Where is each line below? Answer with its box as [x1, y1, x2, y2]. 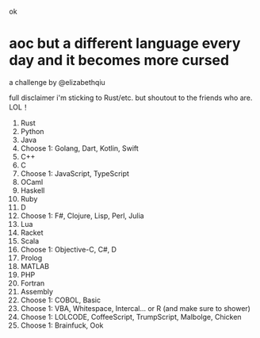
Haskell [20, 186, 45, 195]
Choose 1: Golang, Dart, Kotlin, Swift [20, 143, 140, 153]
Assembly [20, 286, 54, 296]
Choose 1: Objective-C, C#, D [20, 244, 117, 254]
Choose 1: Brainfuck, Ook [20, 321, 104, 330]
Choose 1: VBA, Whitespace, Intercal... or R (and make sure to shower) [20, 303, 250, 313]
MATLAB [20, 261, 50, 271]
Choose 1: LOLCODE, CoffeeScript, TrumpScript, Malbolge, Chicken [20, 312, 242, 321]
